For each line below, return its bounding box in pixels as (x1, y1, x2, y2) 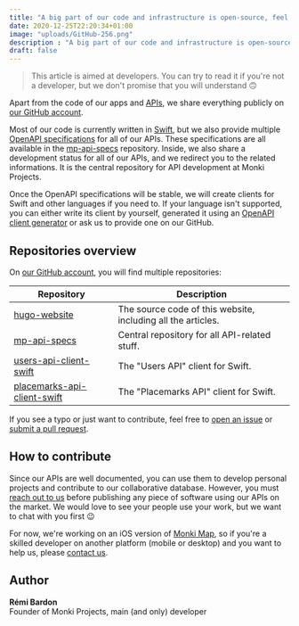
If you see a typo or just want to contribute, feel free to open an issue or (9, 414, 273, 424)
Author (9, 572, 49, 589)
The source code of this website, (117, 302, 255, 315)
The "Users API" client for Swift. (117, 359, 252, 372)
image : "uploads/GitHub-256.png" (9, 29, 133, 38)
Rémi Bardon (9, 597, 58, 607)
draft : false (9, 46, 58, 55)
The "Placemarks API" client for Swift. (117, 385, 276, 398)
